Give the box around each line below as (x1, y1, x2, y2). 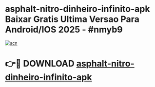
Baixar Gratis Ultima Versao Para (5, 14, 140, 25)
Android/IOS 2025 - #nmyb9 (5, 24, 123, 35)
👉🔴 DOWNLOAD (5, 58, 75, 69)
